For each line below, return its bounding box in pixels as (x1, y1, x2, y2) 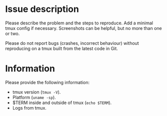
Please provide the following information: (5, 79, 90, 85)
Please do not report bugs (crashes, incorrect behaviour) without (5, 40, 139, 46)
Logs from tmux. (12, 105, 46, 111)
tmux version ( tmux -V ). (12, 89, 61, 95)
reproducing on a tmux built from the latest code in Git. (5, 45, 118, 51)
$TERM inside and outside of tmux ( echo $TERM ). (12, 100, 112, 106)
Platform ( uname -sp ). (12, 94, 56, 100)
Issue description (5, 3, 79, 15)
